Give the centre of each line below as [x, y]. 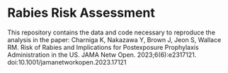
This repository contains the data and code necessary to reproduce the [112, 32]
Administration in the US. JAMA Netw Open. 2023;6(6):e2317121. [102, 55]
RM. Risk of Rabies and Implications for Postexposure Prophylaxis [103, 47]
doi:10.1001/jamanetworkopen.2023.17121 [67, 62]
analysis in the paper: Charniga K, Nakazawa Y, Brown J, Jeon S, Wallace [114, 39]
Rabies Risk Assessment [81, 13]
